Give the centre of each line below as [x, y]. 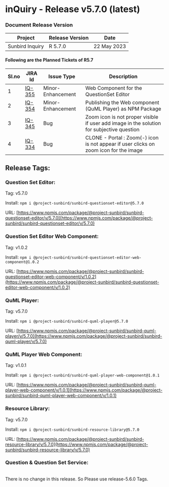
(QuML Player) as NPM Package [123, 109]
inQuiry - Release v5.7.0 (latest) [73, 9]
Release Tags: [28, 168]
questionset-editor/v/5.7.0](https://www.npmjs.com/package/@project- [79, 218]
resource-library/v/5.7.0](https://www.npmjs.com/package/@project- [77, 444]
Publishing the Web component [122, 103]
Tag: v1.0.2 [16, 247]
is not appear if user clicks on [120, 144]
